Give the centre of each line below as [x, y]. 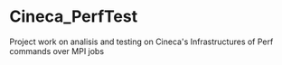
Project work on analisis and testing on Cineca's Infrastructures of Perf [141, 42]
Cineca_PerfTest [74, 17]
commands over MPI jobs [57, 51]
